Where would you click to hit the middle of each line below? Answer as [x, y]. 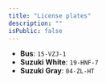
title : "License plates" [50, 16]
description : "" [35, 23]
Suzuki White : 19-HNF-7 [59, 62]
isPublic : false [35, 31]
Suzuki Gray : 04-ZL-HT [57, 71]
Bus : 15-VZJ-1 [43, 54]
